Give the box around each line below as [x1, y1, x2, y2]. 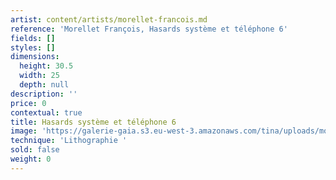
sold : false [10, 145, 60, 155]
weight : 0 [10, 154, 52, 164]
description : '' [10, 89, 78, 99]
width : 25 [19, 71, 60, 81]
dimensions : [10, 52, 60, 62]
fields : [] [10, 33, 56, 43]
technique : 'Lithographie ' [10, 136, 128, 146]
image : [10, 126, 38, 136]
